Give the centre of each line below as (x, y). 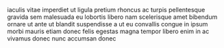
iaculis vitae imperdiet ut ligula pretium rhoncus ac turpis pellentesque (106, 10)
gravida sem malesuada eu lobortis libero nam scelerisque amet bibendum (112, 17)
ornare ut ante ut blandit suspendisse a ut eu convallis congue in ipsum (108, 24)
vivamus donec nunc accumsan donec (62, 39)
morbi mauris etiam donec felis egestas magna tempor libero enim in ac (108, 31)
